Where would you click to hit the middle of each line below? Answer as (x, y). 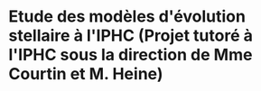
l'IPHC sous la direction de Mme (130, 55)
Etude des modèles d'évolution (127, 17)
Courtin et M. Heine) (86, 74)
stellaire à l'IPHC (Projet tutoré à (131, 36)
